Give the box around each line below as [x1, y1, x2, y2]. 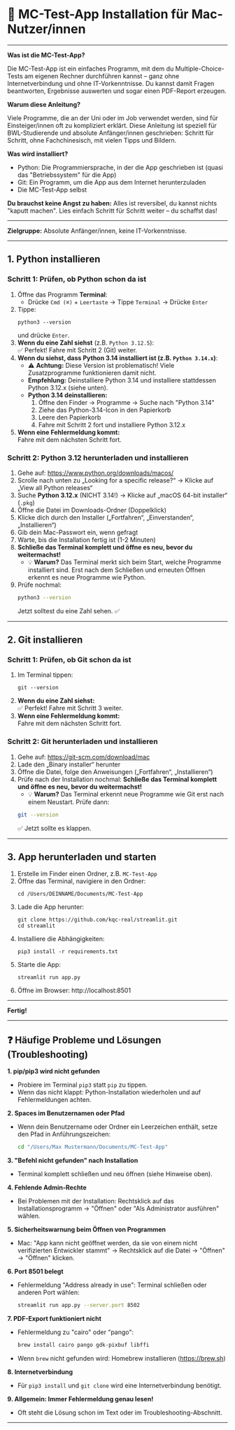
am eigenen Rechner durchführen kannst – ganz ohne [24, 71, 180, 80]
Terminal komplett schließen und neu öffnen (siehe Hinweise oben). [17, 1170, 213, 1178]
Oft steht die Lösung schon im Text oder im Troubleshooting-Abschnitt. [17, 1408, 222, 1417]
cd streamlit [17, 922, 56, 929]
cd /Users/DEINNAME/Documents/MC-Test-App [17, 891, 143, 898]
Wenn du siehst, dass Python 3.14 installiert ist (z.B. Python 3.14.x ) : [17, 353, 218, 362]
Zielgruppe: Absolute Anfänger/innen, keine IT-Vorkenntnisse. [7, 227, 187, 235]
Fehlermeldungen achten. [17, 1096, 92, 1104]
